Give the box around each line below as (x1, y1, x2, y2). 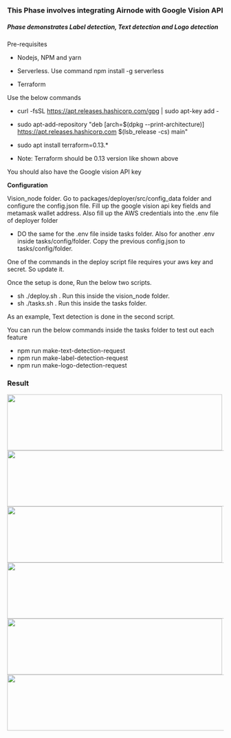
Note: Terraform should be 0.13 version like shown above (16, 154, 179, 162)
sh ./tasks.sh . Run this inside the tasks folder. (16, 299, 147, 307)
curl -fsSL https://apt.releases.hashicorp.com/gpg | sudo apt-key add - (16, 106, 219, 115)
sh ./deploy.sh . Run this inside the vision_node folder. (16, 292, 170, 300)
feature (7, 333, 27, 341)
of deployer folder (7, 216, 58, 224)
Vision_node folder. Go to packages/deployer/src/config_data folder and (7, 194, 212, 202)
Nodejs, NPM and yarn (16, 53, 82, 61)
